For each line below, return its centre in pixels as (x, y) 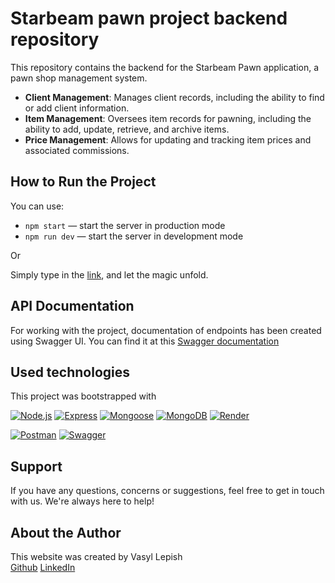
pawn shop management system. (79, 78)
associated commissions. (77, 150)
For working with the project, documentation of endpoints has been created (166, 330)
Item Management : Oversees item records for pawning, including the (168, 118)
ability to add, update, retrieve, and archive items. (127, 129)
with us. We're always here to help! (82, 501)
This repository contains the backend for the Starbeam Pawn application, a (165, 67)
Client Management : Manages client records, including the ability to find (174, 97)
